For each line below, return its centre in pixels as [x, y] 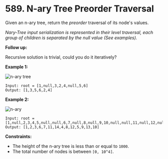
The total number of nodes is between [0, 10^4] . [63, 151]
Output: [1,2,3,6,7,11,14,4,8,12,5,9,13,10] [52, 127]
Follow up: [16, 47]
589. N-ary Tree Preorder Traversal [79, 9]
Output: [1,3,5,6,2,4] [29, 90]
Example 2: [17, 99]
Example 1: [17, 67]
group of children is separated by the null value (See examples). [71, 38]
